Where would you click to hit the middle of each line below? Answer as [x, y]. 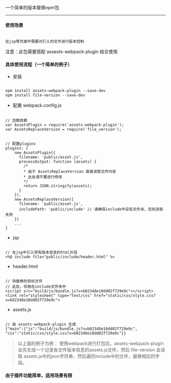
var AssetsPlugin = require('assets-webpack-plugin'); [65, 125]
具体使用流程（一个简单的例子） [39, 64]
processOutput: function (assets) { [58, 162]
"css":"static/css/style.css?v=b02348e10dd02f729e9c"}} [66, 333]
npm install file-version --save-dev [45, 95]
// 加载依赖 [17, 121]
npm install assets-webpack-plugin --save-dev [55, 91]
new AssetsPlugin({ [35, 153]
